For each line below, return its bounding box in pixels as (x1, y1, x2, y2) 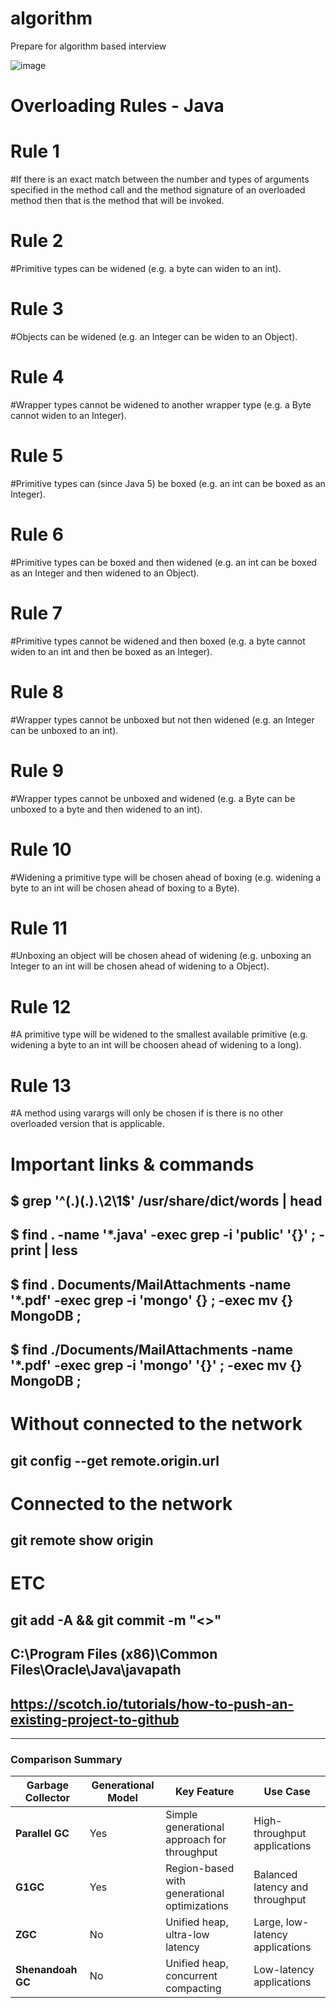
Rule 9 (10, 759, 64, 782)
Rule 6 (10, 523, 64, 546)
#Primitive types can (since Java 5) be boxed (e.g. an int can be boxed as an (10, 477, 326, 489)
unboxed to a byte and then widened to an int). (10, 803, 203, 815)
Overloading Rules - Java (10, 95, 225, 117)
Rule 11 (10, 917, 68, 939)
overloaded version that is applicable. (10, 1118, 165, 1130)
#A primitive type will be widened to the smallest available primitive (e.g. (10, 1028, 308, 1041)
